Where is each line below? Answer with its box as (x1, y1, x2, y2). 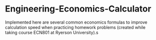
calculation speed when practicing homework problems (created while (5, 24, 146, 30)
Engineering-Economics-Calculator (5, 3, 152, 14)
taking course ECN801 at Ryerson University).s (5, 29, 98, 35)
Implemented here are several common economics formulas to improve (5, 19, 148, 25)
